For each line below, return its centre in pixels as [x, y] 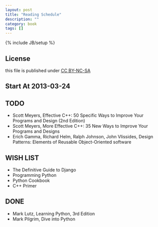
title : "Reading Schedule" [33, 15]
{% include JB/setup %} [30, 43]
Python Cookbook [31, 180]
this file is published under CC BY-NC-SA [48, 70]
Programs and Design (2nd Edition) [49, 121]
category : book [21, 24]
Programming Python [34, 175]
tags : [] [14, 29]
